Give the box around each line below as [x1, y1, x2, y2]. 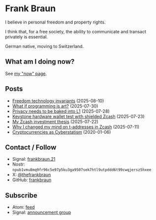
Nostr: [12, 161, 26, 167]
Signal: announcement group [12, 209, 71, 216]
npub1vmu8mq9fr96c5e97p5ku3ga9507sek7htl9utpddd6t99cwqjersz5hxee [12, 168, 152, 172]
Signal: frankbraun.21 [12, 156, 56, 162]
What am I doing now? [5, 57, 75, 66]
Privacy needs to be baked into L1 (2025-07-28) [12, 108, 110, 114]
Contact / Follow [5, 143, 57, 151]
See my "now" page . [5, 71, 47, 76]
